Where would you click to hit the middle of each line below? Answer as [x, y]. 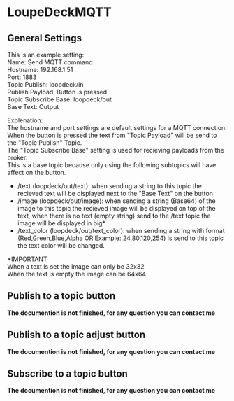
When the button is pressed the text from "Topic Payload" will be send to [112, 135]
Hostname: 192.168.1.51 [40, 70]
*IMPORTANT [27, 259]
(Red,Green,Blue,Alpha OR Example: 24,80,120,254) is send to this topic [120, 238]
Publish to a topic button [61, 296]
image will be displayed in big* [61, 223]
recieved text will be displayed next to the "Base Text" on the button [115, 194]
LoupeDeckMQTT [59, 12]
